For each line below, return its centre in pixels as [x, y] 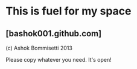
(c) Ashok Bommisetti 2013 [39, 48]
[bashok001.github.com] [54, 34]
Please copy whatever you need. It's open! [59, 60]
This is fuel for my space [68, 11]
